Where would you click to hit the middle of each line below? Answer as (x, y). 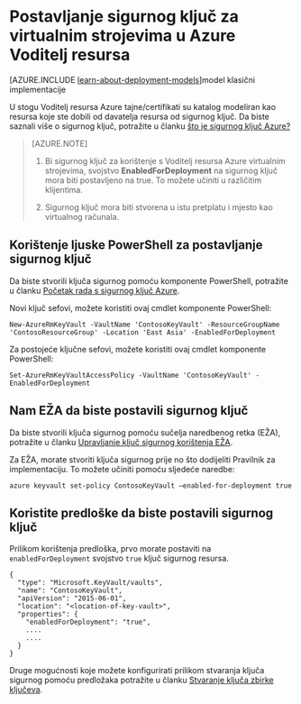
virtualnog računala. (82, 216)
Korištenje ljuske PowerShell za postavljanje (136, 245)
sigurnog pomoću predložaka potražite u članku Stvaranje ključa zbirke (141, 680)
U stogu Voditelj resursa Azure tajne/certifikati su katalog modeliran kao (143, 106)
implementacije (37, 89)
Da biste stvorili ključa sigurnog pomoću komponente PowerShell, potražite (149, 280)
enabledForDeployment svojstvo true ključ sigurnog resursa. (119, 558)
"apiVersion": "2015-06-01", (72, 599)
